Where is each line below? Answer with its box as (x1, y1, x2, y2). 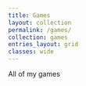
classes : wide (8, 48, 55, 56)
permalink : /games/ (8, 26, 72, 34)
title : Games (8, 11, 51, 20)
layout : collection (8, 19, 72, 27)
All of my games (8, 70, 61, 78)
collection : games (8, 33, 68, 41)
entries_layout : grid (8, 41, 79, 48)
